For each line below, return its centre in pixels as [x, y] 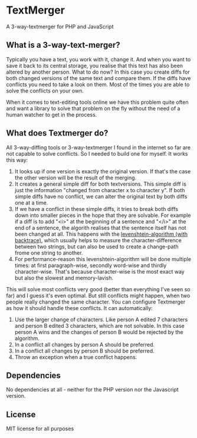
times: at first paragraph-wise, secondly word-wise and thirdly [91, 265]
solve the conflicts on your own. [45, 90]
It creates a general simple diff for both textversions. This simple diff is [101, 184]
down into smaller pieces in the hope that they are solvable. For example [103, 215]
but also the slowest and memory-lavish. [64, 278]
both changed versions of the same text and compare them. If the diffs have [98, 78]
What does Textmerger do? [57, 133]
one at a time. [31, 202]
